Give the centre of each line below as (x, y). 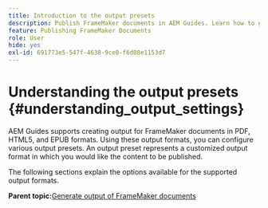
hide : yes (25, 45)
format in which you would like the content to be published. (106, 156)
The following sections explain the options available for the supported (123, 171)
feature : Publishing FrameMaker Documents (80, 30)
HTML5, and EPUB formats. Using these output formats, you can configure (131, 139)
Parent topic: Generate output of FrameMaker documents (102, 195)
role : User (26, 38)
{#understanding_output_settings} (126, 109)
